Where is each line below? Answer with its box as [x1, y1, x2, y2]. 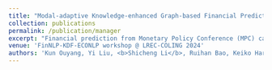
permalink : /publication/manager [8, 27, 121, 35]
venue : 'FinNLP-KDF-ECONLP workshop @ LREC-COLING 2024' [8, 42, 205, 50]
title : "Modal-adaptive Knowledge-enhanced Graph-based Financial [8, 11, 237, 20]
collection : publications [8, 19, 96, 27]
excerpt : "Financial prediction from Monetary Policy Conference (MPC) [8, 34, 255, 43]
